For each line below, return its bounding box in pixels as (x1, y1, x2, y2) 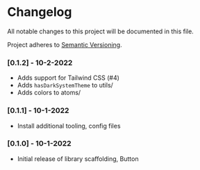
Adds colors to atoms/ (17, 88, 81, 97)
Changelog (7, 4, 72, 20)
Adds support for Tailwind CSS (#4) (17, 74, 120, 82)
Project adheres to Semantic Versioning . (7, 40, 123, 49)
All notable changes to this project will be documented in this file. (7, 27, 194, 35)
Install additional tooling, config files (17, 121, 121, 130)
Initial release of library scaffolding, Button (17, 154, 139, 163)
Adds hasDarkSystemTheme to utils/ (17, 81, 113, 90)
